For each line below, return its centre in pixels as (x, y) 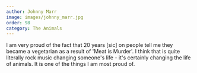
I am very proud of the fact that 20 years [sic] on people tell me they (90, 45)
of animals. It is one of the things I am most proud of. (71, 64)
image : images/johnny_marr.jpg (45, 17)
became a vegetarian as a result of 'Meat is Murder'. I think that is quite (93, 52)
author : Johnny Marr (32, 12)
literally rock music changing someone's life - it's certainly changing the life (99, 58)
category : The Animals (34, 28)
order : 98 (18, 23)
